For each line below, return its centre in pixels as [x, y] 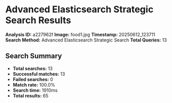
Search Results [38, 20]
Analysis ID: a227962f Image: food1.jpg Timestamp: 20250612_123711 [80, 34]
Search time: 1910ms [35, 90]
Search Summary [34, 56]
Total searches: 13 [33, 68]
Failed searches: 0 [33, 79]
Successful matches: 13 [39, 74]
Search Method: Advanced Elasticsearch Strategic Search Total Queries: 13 [86, 40]
